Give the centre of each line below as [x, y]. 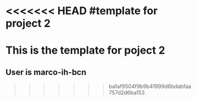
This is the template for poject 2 [85, 50]
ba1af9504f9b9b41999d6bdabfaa [150, 86]
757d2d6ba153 [127, 93]
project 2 [28, 23]
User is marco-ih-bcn [46, 72]
